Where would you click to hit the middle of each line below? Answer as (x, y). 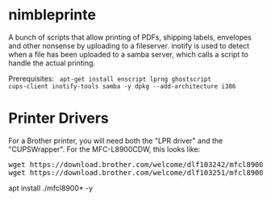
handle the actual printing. (52, 63)
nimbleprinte (52, 15)
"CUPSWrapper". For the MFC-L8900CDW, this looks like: (104, 149)
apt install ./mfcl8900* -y (51, 188)
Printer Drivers (58, 118)
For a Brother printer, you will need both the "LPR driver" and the (116, 140)
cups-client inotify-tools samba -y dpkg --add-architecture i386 (122, 86)
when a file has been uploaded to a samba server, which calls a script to (128, 54)
